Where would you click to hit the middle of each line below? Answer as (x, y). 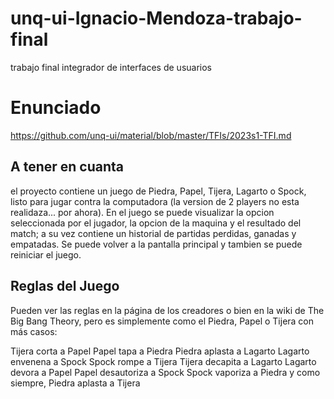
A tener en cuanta (67, 167)
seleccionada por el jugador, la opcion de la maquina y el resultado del (156, 223)
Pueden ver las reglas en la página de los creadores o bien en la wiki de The (167, 310)
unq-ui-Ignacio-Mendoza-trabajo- (156, 18)
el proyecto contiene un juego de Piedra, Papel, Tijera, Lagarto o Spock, (158, 191)
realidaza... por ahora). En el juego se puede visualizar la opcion (142, 212)
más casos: (34, 331)
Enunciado (56, 108)
